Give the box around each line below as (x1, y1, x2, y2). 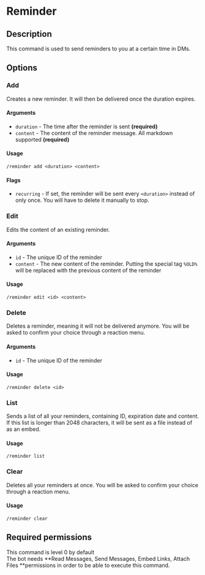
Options (6, 63, 38, 73)
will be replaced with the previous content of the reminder (15, 266, 162, 274)
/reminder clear (6, 515, 48, 522)
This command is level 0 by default (6, 548, 95, 556)
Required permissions (6, 532, 92, 542)
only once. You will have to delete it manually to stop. (15, 196, 150, 204)
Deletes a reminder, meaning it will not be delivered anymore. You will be (6, 322, 190, 330)
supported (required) (15, 136, 70, 143)
